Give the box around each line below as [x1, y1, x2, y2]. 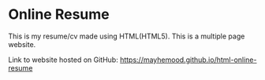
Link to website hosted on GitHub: [8, 55, 118, 64]
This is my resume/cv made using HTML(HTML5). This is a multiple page [8, 31, 245, 41]
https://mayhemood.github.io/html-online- [119, 55, 257, 64]
